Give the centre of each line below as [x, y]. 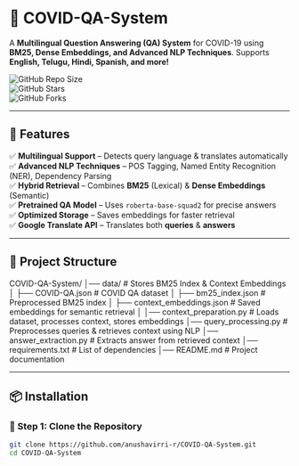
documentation [37, 359]
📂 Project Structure [63, 262]
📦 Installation [49, 396]
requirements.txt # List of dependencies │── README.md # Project [133, 349]
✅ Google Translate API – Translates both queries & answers [122, 225]
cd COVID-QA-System [45, 454]
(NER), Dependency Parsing [61, 176]
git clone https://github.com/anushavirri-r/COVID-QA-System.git [133, 445]
